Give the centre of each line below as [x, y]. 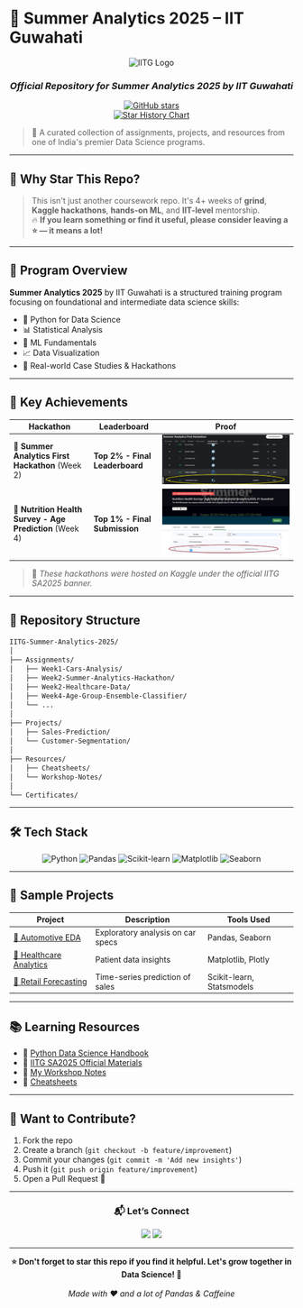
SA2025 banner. [62, 583]
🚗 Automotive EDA [47, 938]
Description [147, 919]
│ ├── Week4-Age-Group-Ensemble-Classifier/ [98, 696]
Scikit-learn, [230, 976]
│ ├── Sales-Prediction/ [60, 732]
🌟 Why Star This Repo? [75, 179]
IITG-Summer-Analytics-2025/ [64, 642]
